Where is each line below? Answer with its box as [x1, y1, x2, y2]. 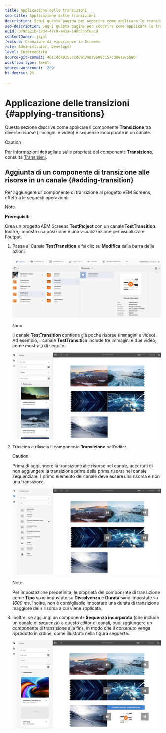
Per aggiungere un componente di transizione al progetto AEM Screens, [5, 189, 152, 195]
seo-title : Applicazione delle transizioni [5, 13, 96, 18]
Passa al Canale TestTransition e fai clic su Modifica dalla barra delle [12, 243, 155, 249]
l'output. [5, 234, 22, 240]
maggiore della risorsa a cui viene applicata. [12, 605, 102, 611]
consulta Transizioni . [5, 154, 48, 160]
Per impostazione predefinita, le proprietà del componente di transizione [12, 589, 160, 595]
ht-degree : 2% [5, 71, 35, 76]
